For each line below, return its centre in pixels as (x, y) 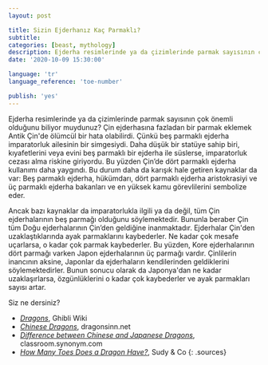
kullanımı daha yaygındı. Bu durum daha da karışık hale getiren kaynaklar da (133, 169)
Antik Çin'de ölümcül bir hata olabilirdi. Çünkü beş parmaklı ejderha (119, 136)
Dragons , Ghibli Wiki (53, 318)
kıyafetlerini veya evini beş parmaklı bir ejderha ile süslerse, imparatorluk (128, 153)
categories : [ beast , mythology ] (62, 45)
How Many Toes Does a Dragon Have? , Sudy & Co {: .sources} (123, 351)
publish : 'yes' (33, 96)
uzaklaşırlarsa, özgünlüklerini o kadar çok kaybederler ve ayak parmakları (129, 278)
